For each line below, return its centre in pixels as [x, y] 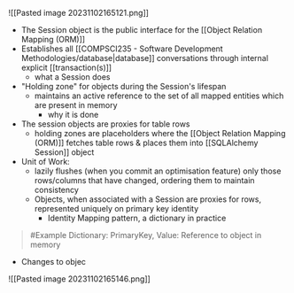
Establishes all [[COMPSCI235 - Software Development [122, 49]
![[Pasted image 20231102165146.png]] [80, 279]
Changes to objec [53, 262]
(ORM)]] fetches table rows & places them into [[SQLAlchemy [146, 143]
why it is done [73, 115]
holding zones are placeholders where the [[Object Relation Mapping [160, 133]
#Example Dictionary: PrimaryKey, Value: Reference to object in [146, 235]
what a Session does [72, 77]
